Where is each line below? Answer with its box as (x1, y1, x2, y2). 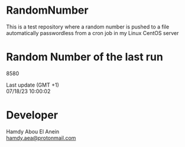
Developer (6, 108, 58, 122)
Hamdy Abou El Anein (6, 128, 60, 135)
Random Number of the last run (6, 50, 164, 64)
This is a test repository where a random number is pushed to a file (6, 23, 170, 30)
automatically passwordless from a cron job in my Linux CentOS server (6, 29, 179, 36)
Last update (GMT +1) (6, 81, 59, 88)
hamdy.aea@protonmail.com (6, 134, 76, 141)
